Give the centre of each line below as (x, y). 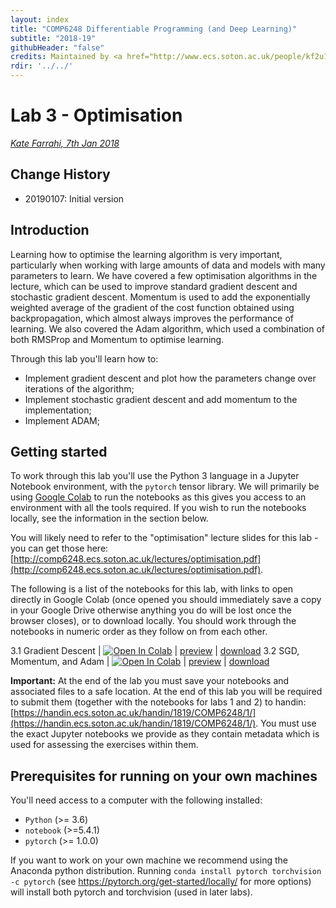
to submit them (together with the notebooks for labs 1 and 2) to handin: (158, 702)
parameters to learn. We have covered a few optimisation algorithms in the (164, 275)
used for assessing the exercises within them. (104, 745)
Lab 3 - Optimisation (96, 115)
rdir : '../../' (42, 66)
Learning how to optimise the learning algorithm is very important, (146, 254)
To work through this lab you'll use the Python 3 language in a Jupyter (155, 476)
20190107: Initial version (74, 198)
